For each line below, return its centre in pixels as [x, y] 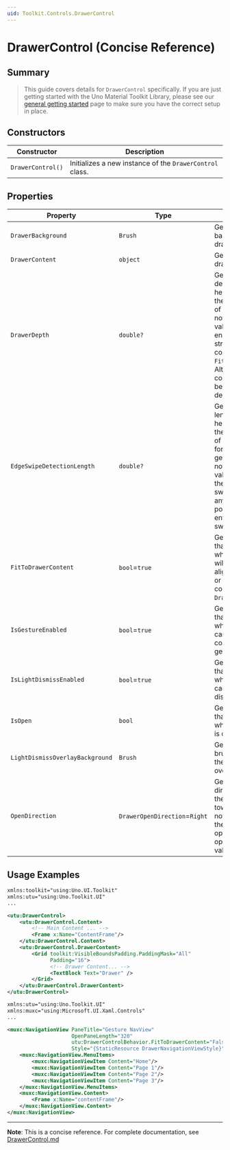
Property [62, 215]
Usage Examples [43, 875]
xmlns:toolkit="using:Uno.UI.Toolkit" [62, 891]
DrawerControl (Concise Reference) [111, 47]
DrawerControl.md [33, 1139]
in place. [36, 111]
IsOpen [21, 721]
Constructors [36, 133]
